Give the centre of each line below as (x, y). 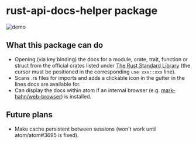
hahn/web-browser (38, 96)
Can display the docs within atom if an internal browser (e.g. (87, 90)
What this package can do (55, 45)
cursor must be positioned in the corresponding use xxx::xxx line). (95, 72)
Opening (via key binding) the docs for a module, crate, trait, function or (101, 59)
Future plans (29, 115)
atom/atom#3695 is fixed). (47, 135)
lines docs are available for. (47, 84)
